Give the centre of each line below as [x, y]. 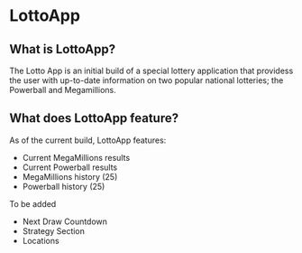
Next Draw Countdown [65, 221]
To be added [33, 203]
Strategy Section [54, 230]
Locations [41, 240]
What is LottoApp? [62, 49]
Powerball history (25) [64, 186]
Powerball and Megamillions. [63, 90]
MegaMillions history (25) [70, 176]
